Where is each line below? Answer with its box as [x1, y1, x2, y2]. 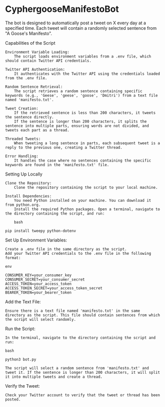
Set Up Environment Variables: [5, 237, 68, 243]
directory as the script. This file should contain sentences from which [5, 312, 161, 318]
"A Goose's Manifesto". [5, 30, 52, 36]
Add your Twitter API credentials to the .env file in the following [5, 251, 152, 256]
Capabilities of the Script [5, 40, 56, 46]
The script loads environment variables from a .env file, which [14, 54, 152, 59]
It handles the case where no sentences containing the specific [14, 158, 152, 163]
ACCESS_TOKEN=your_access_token [5, 281, 72, 286]
